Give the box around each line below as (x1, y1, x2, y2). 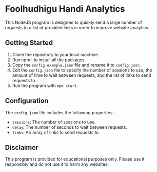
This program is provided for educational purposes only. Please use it (5, 156, 145, 162)
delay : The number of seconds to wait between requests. (12, 124, 128, 130)
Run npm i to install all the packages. (12, 57, 86, 63)
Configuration (5, 97, 49, 105)
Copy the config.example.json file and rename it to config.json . (12, 62, 141, 68)
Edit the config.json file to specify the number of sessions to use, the (12, 67, 153, 73)
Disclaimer (5, 143, 39, 152)
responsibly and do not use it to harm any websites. (5, 161, 109, 167)
